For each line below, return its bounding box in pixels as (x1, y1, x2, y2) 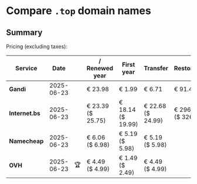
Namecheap (9, 137, 44, 145)
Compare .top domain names (6, 4, 151, 18)
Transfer (143, 64, 169, 72)
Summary (6, 28, 43, 38)
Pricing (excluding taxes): (6, 43, 68, 50)
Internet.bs (9, 110, 41, 117)
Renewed (86, 64, 113, 72)
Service (15, 64, 38, 72)
